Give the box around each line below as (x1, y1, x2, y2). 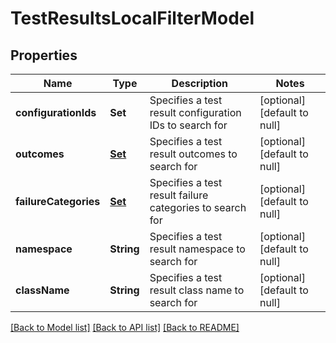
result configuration (149, 106, 242, 119)
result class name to (149, 283, 245, 297)
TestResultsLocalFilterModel (10, 7, 255, 30)
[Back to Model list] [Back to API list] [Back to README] (10, 322, 240, 333)
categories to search (149, 201, 247, 214)
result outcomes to (149, 147, 238, 161)
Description (171, 77, 229, 90)
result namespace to (149, 242, 246, 256)
